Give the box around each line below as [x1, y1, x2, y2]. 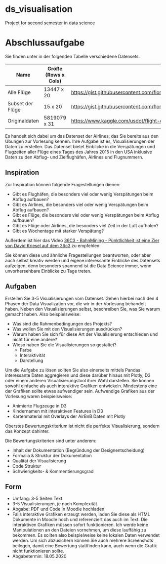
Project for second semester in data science [5, 20, 95, 26]
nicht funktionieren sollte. [12, 548, 64, 554]
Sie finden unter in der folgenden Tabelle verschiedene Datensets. [5, 53, 140, 59]
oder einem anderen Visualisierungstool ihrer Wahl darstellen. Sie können [5, 377, 155, 383]
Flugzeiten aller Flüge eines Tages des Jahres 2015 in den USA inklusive [5, 149, 152, 155]
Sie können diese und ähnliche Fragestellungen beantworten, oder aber [5, 252, 151, 258]
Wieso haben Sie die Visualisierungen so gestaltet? [12, 342, 117, 348]
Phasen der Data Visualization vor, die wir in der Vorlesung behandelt [5, 300, 146, 307]
